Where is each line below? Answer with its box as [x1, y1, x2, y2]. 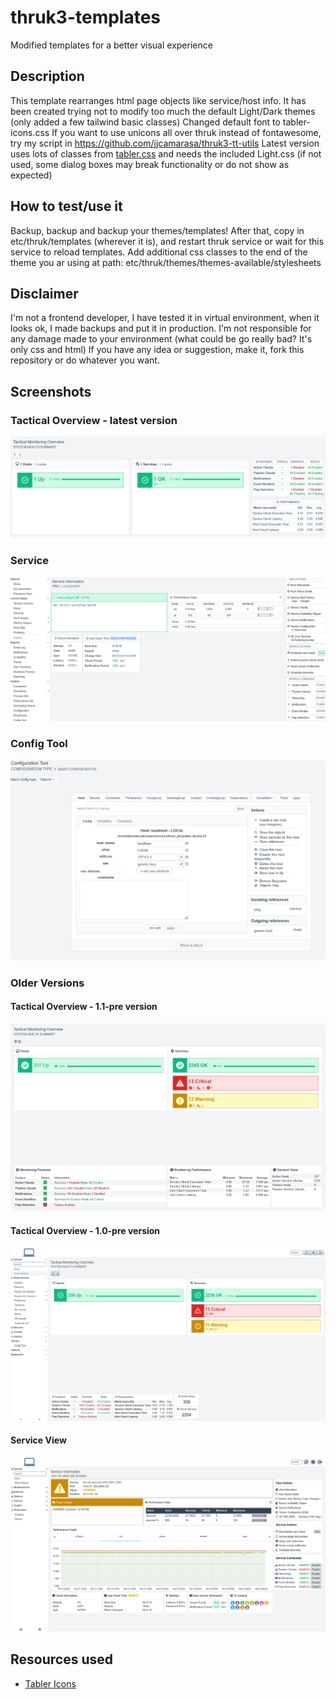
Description [10, 68, 85, 85]
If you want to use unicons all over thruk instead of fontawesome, [51, 126, 322, 138]
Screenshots [10, 383, 92, 400]
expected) [10, 169, 53, 181]
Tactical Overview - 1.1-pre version [10, 1001, 158, 1013]
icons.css [10, 126, 50, 138]
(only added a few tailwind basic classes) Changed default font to [10, 116, 281, 128]
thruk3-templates [10, 6, 162, 29]
